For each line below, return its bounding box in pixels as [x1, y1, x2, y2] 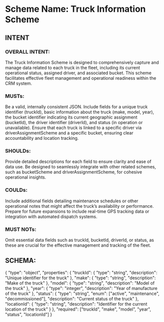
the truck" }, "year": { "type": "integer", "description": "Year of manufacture [5, 285, 158, 291]
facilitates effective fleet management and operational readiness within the [5, 75, 156, 81]
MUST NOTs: [5, 225, 37, 232]
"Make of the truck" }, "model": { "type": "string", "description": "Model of [5, 280, 155, 286]
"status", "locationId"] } [5, 311, 53, 317]
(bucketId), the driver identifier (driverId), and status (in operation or [5, 120, 143, 126]
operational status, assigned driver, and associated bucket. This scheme [5, 70, 152, 76]
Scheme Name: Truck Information [5, 3, 146, 15]
